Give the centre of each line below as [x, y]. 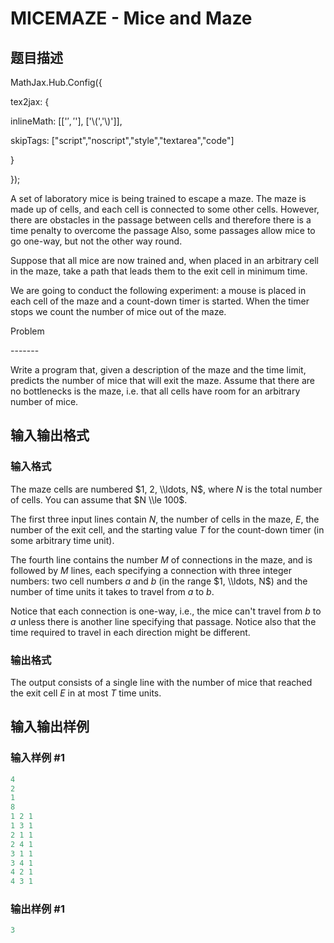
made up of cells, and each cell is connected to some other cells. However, [165, 209]
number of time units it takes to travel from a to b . [112, 591]
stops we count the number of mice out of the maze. [118, 311]
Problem [27, 331]
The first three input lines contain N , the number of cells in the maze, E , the [165, 519]
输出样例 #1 [37, 909]
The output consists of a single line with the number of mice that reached [161, 682]
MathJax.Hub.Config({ [56, 82]
